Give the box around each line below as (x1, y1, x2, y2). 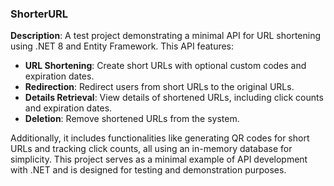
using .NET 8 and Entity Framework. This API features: (10, 40, 235, 52)
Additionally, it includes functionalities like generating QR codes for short (10, 132, 310, 144)
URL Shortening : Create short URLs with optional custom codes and (24, 60, 307, 72)
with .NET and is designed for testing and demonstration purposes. (10, 164, 287, 176)
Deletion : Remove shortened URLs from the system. (24, 113, 240, 125)
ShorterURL (10, 7, 69, 21)
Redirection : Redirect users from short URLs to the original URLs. (24, 81, 295, 93)
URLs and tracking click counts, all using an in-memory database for (10, 143, 293, 155)
